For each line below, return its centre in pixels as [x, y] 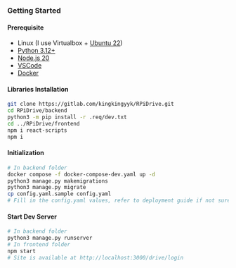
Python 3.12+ [36, 51]
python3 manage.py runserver [50, 238]
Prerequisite [26, 28]
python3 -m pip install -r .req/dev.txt [67, 117]
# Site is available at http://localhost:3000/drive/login [96, 257]
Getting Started [34, 11]
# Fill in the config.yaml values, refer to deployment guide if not [111, 201]
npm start [22, 251]
